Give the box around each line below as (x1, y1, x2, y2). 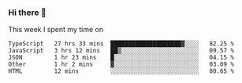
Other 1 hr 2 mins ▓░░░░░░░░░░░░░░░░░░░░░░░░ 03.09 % (8, 60, 235, 69)
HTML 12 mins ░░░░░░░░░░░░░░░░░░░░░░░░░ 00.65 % (8, 67, 235, 75)
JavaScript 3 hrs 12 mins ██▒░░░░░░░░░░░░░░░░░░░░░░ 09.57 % (8, 47, 235, 55)
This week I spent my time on (8, 25, 104, 34)
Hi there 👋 (8, 7, 47, 18)
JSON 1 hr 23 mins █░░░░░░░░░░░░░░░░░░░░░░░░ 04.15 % (8, 54, 235, 62)
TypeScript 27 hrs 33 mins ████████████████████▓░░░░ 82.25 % (8, 40, 235, 48)
